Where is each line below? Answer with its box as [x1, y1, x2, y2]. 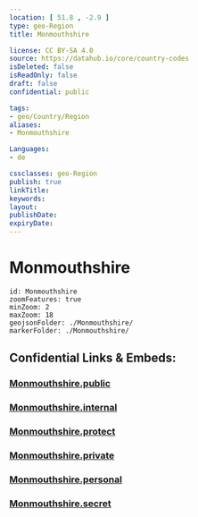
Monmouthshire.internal [9, 402, 118, 414]
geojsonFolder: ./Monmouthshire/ [9, 318, 134, 327]
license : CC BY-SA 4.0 [9, 46, 94, 55]
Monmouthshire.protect [9, 426, 116, 438]
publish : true [9, 177, 62, 186]
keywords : [9, 194, 46, 203]
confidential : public [9, 87, 90, 97]
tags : [9, 104, 29, 113]
